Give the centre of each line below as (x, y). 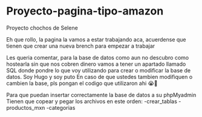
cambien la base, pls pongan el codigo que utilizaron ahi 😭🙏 (82, 83)
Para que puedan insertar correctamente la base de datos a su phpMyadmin (101, 95)
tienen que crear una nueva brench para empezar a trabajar (81, 46)
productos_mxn (26, 107)
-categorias (61, 107)
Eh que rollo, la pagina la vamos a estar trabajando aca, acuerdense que (96, 39)
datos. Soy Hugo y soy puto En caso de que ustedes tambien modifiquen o (99, 77)
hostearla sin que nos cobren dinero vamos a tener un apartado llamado (96, 64)
